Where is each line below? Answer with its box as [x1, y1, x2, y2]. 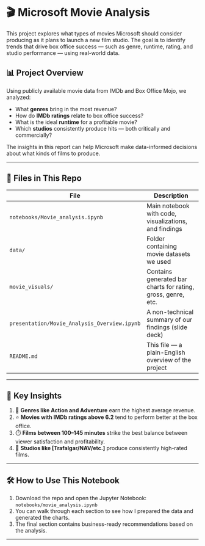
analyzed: [6, 93, 31, 101]
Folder [146, 234, 165, 242]
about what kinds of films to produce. [6, 150, 101, 157]
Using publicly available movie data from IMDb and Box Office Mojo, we [6, 87, 187, 94]
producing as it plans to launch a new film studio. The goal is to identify [6, 36, 186, 43]
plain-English [146, 348, 185, 357]
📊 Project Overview [6, 68, 84, 78]
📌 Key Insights [6, 390, 62, 401]
